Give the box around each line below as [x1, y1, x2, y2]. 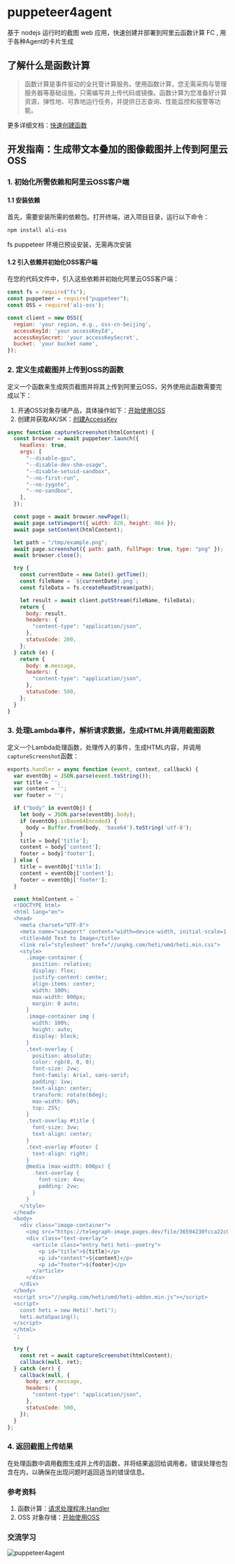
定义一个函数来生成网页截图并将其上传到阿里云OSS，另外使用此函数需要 [7, 382, 216, 390]
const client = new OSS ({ [7, 314, 83, 322]
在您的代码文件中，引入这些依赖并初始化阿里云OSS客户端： [7, 274, 180, 283]
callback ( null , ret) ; [20, 1358, 83, 1365]
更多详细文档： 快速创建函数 [7, 121, 87, 129]
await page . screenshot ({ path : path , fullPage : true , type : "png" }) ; [13, 545, 224, 552]
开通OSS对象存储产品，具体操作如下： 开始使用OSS [17, 406, 166, 414]
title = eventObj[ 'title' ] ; [20, 863, 101, 870]
